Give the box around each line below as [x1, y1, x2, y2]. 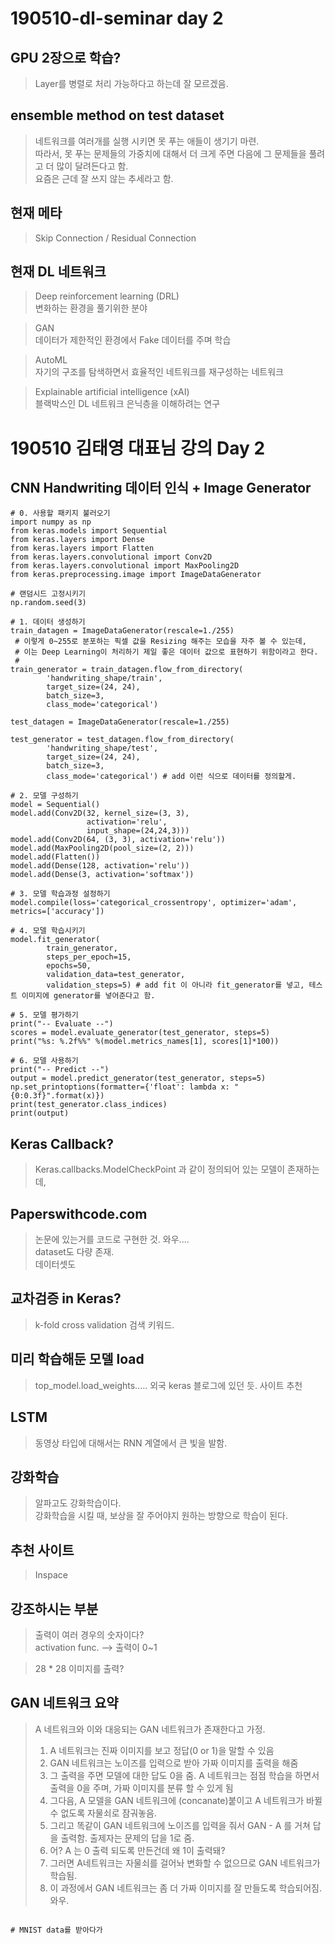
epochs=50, [46, 961, 92, 971]
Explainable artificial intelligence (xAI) [34, 386, 190, 398]
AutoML [34, 354, 68, 366]
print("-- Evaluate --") [10, 1019, 114, 1029]
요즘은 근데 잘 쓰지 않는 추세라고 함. [34, 172, 174, 184]
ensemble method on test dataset [10, 107, 225, 124]
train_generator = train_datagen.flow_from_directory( [10, 665, 244, 675]
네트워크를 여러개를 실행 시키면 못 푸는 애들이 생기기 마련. [34, 135, 260, 147]
